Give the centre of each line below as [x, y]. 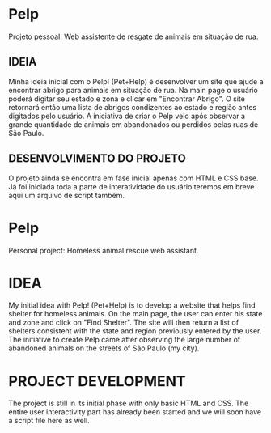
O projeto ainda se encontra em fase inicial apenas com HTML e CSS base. [133, 178]
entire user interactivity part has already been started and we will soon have [135, 412]
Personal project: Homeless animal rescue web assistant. [104, 250]
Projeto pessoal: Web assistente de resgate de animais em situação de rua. [133, 36]
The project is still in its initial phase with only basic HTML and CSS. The [129, 403]
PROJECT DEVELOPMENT [97, 381]
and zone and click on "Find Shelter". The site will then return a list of [124, 323]
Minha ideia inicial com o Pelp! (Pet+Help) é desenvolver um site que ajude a [136, 81]
